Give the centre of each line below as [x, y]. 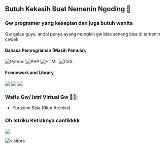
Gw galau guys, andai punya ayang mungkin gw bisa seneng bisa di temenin [82, 34]
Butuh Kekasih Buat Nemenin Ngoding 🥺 [68, 9]
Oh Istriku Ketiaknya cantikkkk [43, 120]
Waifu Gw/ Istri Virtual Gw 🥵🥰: [42, 97]
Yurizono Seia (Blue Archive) [41, 108]
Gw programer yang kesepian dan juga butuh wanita [69, 23]
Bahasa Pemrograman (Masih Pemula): [46, 50]
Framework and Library [30, 73]
